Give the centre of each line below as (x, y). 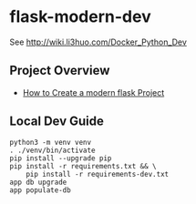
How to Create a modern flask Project (93, 92)
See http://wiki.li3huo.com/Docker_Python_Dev (98, 42)
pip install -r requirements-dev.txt (98, 174)
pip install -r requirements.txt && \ (83, 166)
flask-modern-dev (81, 17)
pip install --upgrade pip (61, 158)
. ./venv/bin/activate (52, 150)
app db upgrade (38, 182)
